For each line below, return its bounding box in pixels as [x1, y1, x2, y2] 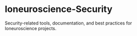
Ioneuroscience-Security [5, 3, 113, 15]
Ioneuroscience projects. [5, 25, 57, 31]
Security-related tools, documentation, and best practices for [5, 20, 132, 26]
